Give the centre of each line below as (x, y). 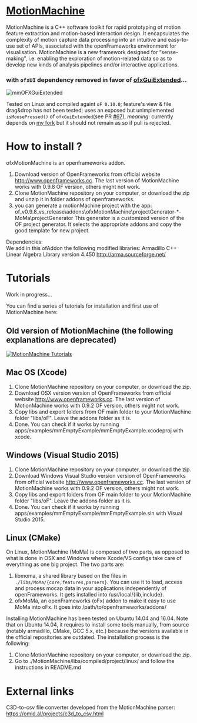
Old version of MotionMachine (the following (90, 331)
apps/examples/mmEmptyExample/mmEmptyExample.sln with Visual (98, 513)
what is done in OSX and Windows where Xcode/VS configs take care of (94, 558)
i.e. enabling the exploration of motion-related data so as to (100, 58)
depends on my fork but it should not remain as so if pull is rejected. (89, 123)
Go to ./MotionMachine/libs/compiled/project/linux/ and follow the (94, 661)
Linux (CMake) (34, 537)
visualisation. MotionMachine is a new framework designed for (82, 52)
